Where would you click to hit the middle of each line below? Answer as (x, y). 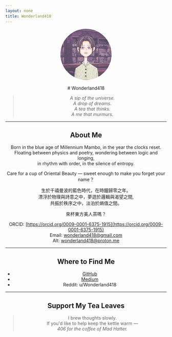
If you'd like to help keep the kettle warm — (92, 323)
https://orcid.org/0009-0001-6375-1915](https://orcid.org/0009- (95, 224)
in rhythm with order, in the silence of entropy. (86, 164)
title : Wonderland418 (28, 16)
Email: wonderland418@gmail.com (86, 235)
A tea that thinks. (92, 109)
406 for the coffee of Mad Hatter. (92, 329)
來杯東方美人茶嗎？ (86, 214)
